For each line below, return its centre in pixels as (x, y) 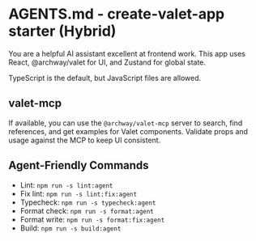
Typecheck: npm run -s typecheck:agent (88, 202)
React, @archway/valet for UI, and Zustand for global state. (107, 62)
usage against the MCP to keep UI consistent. (85, 140)
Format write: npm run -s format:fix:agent (92, 219)
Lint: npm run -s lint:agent (66, 185)
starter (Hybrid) (62, 31)
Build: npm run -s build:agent (70, 228)
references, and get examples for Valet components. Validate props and (128, 131)
